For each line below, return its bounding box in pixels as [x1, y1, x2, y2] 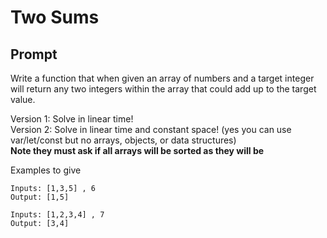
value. [10, 94, 36, 105]
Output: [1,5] [10, 192, 70, 202]
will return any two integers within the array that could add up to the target [10, 83, 317, 95]
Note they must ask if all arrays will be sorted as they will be [10, 145, 265, 156]
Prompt [10, 46, 58, 63]
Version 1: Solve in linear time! [10, 113, 134, 125]
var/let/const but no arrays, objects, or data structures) [10, 134, 237, 146]
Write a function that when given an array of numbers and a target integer [10, 72, 315, 84]
